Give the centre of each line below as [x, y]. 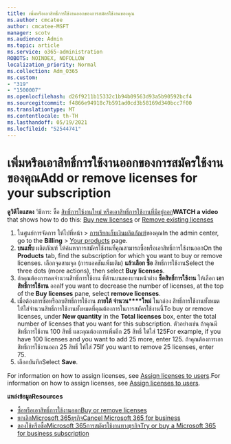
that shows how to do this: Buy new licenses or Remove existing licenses [110, 220]
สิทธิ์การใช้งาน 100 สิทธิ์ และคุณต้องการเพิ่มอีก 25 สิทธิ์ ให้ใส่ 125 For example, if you [119, 332]
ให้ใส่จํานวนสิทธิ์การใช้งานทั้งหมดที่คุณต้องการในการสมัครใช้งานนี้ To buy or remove [115, 309]
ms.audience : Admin [35, 39]
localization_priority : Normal [52, 65]
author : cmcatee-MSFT [38, 26]
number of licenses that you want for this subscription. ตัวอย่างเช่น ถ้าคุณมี [117, 324]
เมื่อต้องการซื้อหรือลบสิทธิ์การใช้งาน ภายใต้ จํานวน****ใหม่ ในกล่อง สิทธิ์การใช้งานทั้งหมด [118, 301]
